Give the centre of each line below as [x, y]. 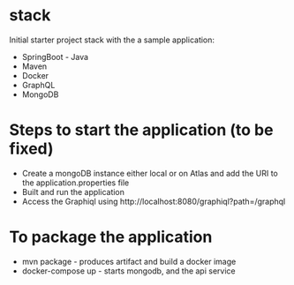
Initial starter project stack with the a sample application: [112, 40]
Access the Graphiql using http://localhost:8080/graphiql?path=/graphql [154, 201]
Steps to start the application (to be [141, 130]
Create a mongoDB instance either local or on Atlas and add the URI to [150, 173]
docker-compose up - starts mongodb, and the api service [128, 271]
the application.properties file [75, 183]
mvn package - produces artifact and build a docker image [129, 261]
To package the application [111, 237]
